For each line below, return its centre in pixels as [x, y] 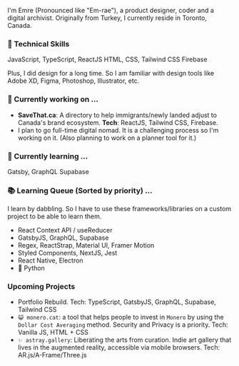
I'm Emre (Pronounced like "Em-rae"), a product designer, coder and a [111, 10]
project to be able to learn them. [55, 216]
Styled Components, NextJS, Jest [67, 253]
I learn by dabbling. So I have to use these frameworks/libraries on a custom [119, 209]
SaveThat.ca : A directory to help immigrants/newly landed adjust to [117, 115]
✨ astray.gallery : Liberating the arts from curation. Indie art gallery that [124, 340]
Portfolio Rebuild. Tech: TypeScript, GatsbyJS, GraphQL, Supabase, [117, 302]
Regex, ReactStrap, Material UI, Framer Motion [86, 245]
